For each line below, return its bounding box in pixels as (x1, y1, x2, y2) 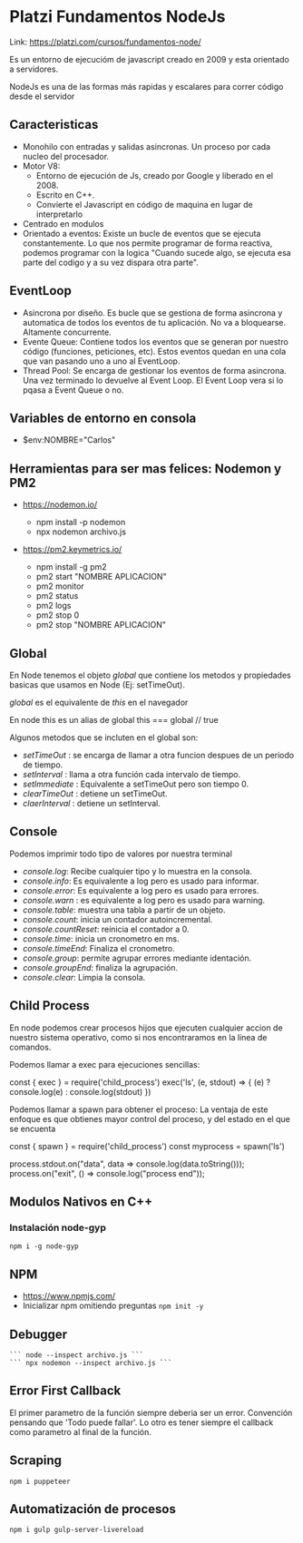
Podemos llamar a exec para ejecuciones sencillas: (9, 1059, 200, 1069)
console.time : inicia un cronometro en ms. (22, 933, 180, 944)
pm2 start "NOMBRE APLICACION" (35, 571, 167, 582)
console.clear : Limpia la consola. (22, 972, 146, 982)
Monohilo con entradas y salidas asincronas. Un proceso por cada (22, 141, 270, 151)
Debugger (9, 1326, 68, 1342)
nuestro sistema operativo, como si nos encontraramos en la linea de (9, 1031, 268, 1042)
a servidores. (9, 63, 59, 74)
